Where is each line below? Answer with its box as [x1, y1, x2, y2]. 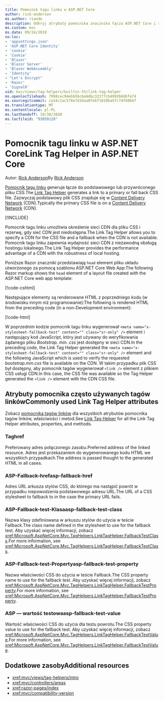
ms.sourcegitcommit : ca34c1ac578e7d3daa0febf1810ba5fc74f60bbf [5, 99, 137, 103]
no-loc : [5, 35, 21, 40]
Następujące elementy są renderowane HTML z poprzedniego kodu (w [5, 294, 148, 300]
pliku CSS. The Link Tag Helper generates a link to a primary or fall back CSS [5, 189, 159, 195]
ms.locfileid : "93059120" [5, 116, 58, 122]
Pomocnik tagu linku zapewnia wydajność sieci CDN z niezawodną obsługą [5, 240, 157, 246]
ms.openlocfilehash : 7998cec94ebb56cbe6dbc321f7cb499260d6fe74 [5, 94, 137, 99]
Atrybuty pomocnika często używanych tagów [5, 390, 150, 398]
